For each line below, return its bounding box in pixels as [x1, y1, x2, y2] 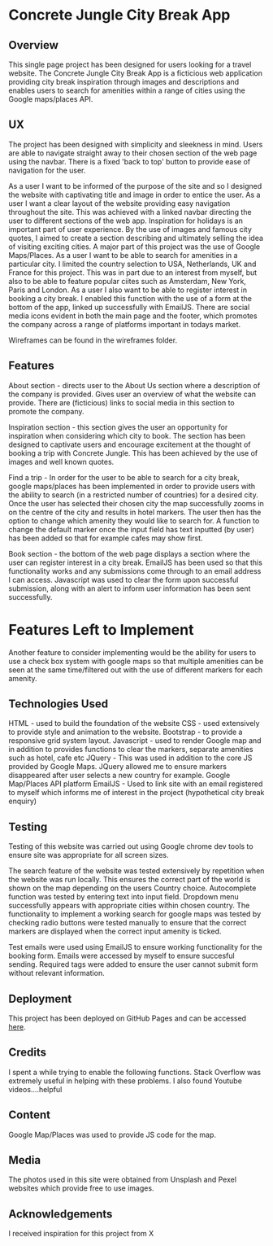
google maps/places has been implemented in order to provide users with [8, 481, 256, 491]
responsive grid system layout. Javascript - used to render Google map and [8, 736, 262, 745]
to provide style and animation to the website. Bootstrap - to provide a [8, 727, 243, 737]
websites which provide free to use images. [8, 1183, 154, 1193]
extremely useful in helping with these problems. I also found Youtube [8, 1076, 242, 1086]
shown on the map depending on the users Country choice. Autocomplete [8, 883, 257, 893]
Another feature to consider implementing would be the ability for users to [8, 647, 257, 657]
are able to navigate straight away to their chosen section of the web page [8, 148, 258, 158]
